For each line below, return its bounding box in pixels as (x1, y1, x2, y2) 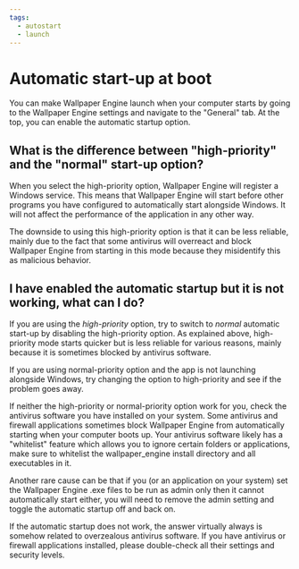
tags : (9, 13, 29, 22)
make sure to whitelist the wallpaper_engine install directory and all (9, 448, 256, 459)
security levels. (9, 549, 65, 560)
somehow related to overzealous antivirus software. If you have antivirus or (9, 530, 287, 541)
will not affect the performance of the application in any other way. (9, 209, 254, 220)
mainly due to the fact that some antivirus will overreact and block (9, 236, 253, 247)
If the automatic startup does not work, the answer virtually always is (9, 521, 263, 531)
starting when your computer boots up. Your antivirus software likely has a (9, 429, 284, 439)
